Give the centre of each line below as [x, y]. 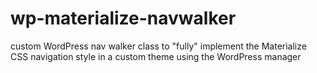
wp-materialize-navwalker [123, 18]
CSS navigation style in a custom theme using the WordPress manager [156, 56]
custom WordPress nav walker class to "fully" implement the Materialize [158, 46]
